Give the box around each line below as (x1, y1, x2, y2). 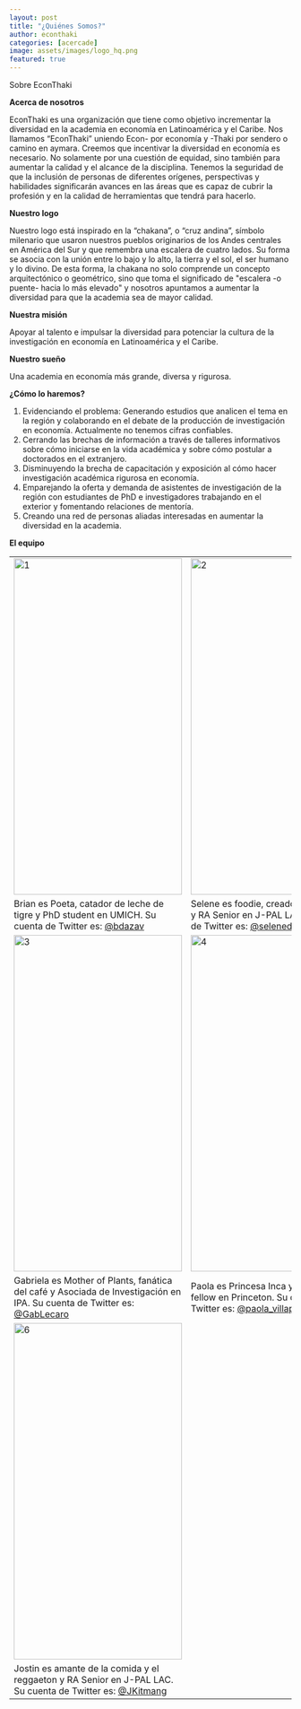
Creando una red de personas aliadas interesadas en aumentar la (21, 510, 264, 521)
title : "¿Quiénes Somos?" (9, 22, 106, 31)
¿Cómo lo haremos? (9, 388, 85, 399)
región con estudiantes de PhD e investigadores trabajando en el (21, 492, 262, 502)
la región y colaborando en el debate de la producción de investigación (21, 415, 285, 426)
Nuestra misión (9, 310, 68, 319)
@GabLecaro (13, 1308, 70, 1320)
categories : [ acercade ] (9, 38, 99, 48)
